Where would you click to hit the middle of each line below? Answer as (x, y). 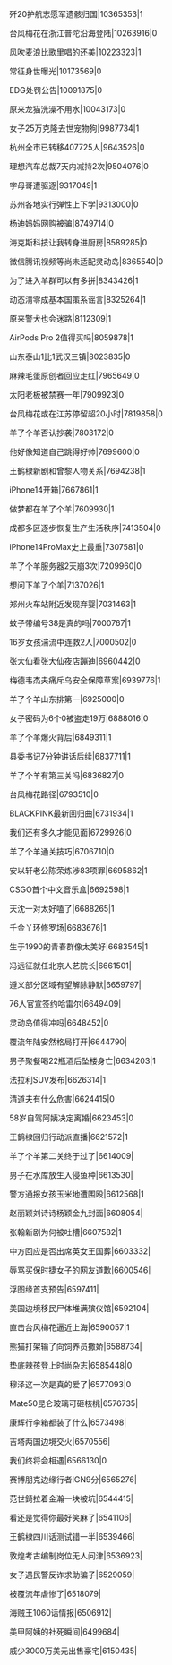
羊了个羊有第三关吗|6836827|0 (66, 775)
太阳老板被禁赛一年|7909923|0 (66, 395)
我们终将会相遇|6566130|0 (58, 1460)
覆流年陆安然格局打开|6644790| (69, 1042)
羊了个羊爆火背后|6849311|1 (60, 737)
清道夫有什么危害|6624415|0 (62, 1099)
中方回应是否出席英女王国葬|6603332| (80, 1251)
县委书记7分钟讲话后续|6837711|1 (70, 756)
